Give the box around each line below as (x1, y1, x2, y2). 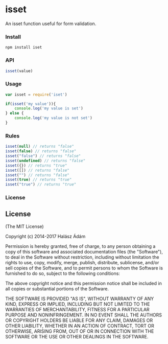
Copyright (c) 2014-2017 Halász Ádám (5, 233, 86, 239)
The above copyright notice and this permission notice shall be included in (5, 280, 162, 286)
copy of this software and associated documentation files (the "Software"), (5, 248, 163, 255)
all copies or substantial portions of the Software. (5, 285, 109, 292)
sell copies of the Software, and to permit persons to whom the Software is (5, 265, 163, 271)
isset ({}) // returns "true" (5, 163, 67, 168)
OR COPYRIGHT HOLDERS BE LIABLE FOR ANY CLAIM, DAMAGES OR (5, 317, 153, 323)
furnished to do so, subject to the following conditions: (5, 270, 120, 277)
